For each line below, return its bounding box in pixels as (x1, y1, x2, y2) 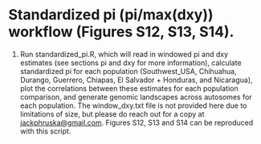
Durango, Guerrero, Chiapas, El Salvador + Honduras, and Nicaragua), (19, 75, 253, 84)
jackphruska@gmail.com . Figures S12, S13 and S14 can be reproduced (19, 117, 254, 127)
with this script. (19, 126, 71, 136)
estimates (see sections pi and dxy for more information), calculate (19, 58, 243, 68)
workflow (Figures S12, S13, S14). (8, 23, 234, 41)
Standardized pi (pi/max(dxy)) (8, 6, 214, 24)
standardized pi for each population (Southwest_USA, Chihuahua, (19, 66, 237, 76)
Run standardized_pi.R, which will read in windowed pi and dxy (19, 49, 229, 59)
